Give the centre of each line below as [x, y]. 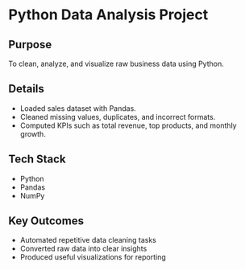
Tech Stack [37, 160]
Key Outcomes [46, 221]
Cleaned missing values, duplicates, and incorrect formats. [118, 117]
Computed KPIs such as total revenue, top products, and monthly [128, 125]
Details [26, 89]
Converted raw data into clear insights [83, 249]
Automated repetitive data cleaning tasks [88, 240]
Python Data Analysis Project [108, 15]
